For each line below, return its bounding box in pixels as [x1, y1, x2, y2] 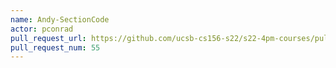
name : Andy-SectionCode [10, 14, 110, 25]
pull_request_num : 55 [10, 42, 101, 53]
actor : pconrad [10, 24, 74, 34]
